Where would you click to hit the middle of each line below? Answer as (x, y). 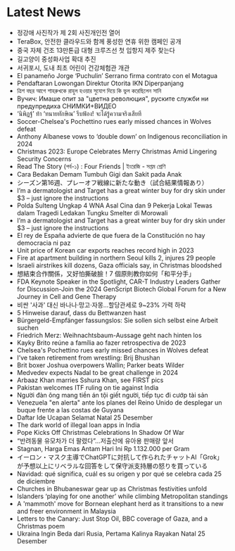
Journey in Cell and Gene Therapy (66, 296)
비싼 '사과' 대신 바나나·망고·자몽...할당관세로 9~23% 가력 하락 (101, 305)
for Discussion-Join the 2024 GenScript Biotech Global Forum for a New (121, 289)
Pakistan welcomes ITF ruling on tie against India (88, 387)
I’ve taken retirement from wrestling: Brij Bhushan (88, 357)
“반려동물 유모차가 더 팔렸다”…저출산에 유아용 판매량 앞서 (95, 441)
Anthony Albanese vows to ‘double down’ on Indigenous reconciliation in (122, 136)
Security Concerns (44, 158)
